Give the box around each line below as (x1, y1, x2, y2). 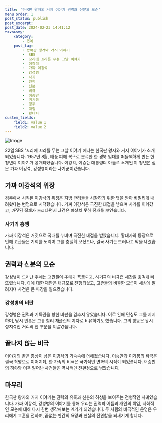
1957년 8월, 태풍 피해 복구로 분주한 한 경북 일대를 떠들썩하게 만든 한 (27, 154, 155, 160)
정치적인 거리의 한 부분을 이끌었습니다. (5, 324, 77, 329)
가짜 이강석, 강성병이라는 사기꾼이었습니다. (10, 166, 90, 172)
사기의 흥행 (5, 221, 29, 228)
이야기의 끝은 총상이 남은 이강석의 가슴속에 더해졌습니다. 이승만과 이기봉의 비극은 (5, 353, 158, 359)
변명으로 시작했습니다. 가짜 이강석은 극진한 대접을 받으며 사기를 (21, 201, 141, 207)
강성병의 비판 (5, 299, 34, 306)
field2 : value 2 (14, 124, 47, 129)
